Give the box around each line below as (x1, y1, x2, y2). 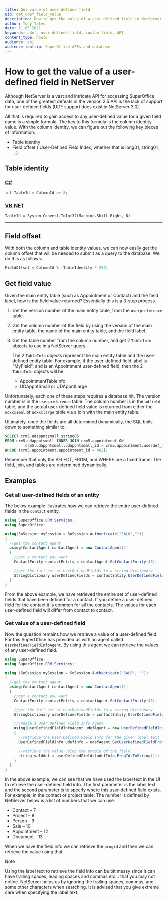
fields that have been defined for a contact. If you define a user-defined (5, 597, 153, 603)
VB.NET (5, 202, 25, 209)
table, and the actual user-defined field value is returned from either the (5, 403, 153, 410)
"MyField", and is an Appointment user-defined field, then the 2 (12, 363, 143, 369)
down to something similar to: (5, 424, 66, 430)
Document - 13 (12, 834, 43, 840)
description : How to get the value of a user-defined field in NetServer (5, 16, 162, 21)
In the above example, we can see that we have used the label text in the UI (5, 776, 161, 782)
